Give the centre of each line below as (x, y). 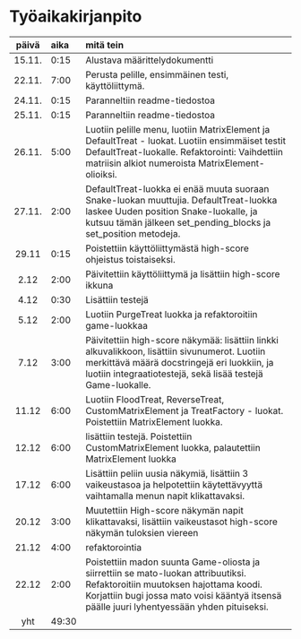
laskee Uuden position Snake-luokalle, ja (171, 211)
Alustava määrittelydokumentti (149, 60)
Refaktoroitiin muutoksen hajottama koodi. (173, 584)
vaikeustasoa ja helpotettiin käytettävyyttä (173, 484)
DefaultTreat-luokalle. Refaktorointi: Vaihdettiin (184, 151)
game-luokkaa (116, 325)
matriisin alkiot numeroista (140, 163)
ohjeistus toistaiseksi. (130, 259)
